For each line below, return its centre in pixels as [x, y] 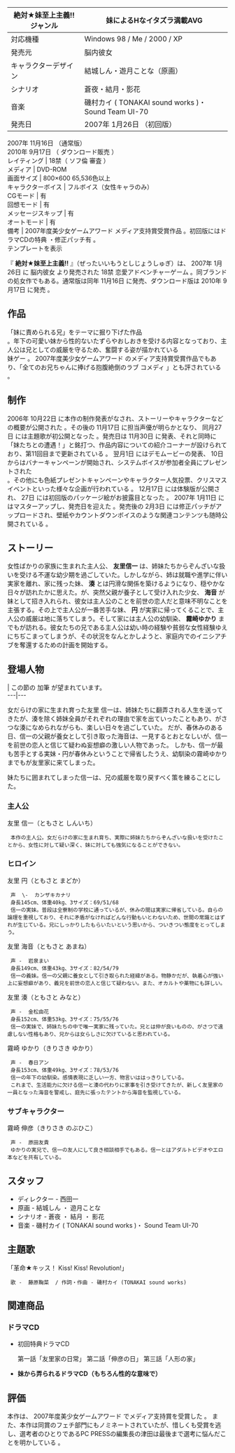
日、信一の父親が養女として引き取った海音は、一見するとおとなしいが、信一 [117, 736]
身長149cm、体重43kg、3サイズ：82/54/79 [64, 968]
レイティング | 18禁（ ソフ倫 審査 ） [58, 160]
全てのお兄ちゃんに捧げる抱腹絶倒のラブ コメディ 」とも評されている [122, 367]
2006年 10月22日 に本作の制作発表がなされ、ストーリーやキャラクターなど [115, 418]
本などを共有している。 [36, 1157]
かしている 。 [45, 1442]
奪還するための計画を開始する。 [65, 645]
